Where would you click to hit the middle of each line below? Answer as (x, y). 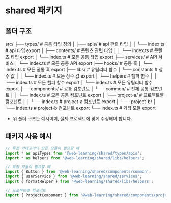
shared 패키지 (34, 10)
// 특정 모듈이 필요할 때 (28, 167)
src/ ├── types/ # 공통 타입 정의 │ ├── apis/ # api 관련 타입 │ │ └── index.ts (85, 44)
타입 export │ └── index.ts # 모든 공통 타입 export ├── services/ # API (84, 57)
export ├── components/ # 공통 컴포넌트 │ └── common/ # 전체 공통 (77, 89)
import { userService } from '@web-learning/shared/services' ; (74, 176)
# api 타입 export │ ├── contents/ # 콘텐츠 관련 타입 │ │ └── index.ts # (79, 50)
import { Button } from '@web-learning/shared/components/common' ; (78, 172)
